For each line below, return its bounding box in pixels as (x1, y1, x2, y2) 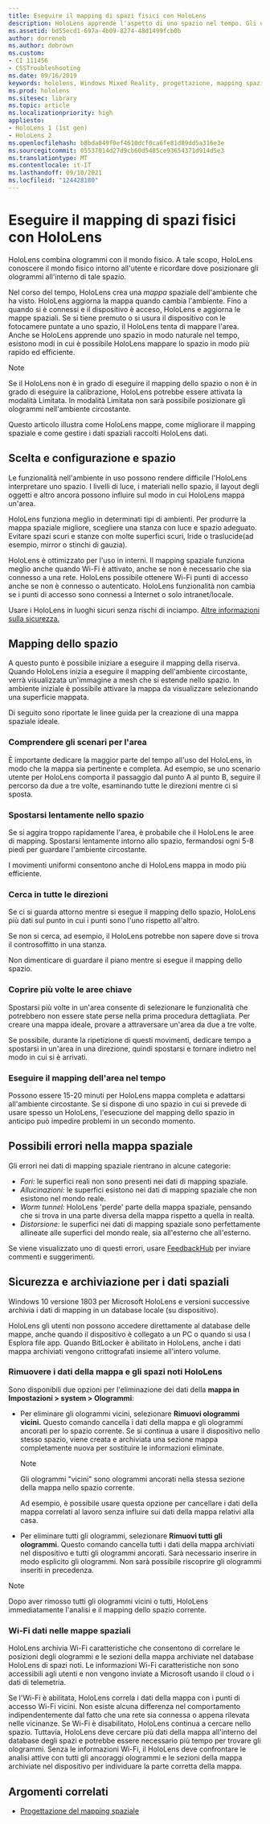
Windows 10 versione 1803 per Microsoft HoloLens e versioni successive (8, 1296, 251, 1306)
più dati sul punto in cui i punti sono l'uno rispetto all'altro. (8, 916, 200, 925)
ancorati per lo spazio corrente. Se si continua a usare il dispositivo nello (19, 1426, 260, 1435)
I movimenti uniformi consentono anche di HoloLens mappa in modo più (8, 860, 247, 870)
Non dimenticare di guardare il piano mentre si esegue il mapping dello (8, 955, 243, 966)
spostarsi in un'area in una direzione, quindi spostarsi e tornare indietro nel (8, 1044, 256, 1053)
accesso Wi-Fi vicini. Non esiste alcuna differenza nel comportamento (8, 1702, 241, 1711)
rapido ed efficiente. (8, 347, 76, 356)
